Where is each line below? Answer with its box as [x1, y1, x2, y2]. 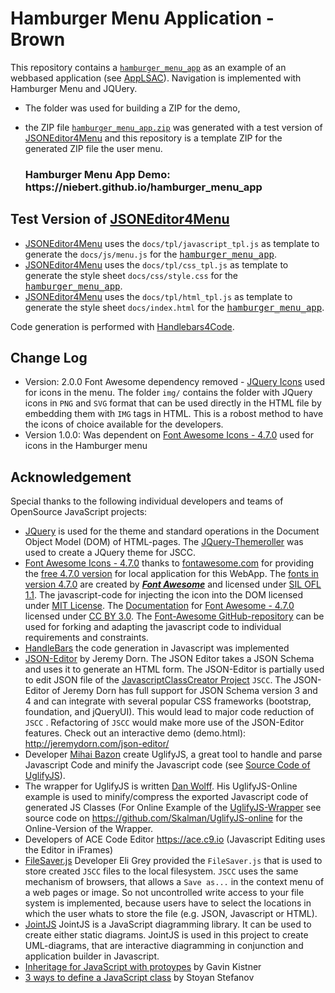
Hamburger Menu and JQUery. [10, 82, 138, 94]
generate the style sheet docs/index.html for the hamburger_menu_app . [24, 301, 325, 313]
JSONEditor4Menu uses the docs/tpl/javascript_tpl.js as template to [24, 237, 320, 249]
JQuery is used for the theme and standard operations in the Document [24, 525, 320, 537]
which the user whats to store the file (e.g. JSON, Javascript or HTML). [24, 908, 318, 920]
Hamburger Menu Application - [10, 7, 275, 30]
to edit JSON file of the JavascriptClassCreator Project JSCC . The [24, 674, 292, 686]
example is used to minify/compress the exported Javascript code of [24, 791, 309, 803]
